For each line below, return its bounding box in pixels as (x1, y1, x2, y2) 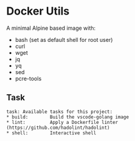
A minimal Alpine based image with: (6, 24, 96, 32)
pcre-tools (15, 75, 42, 82)
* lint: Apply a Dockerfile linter (6, 119, 119, 125)
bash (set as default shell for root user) (15, 36, 113, 43)
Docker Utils (6, 4, 70, 18)
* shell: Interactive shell (6, 129, 97, 136)
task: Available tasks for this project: (6, 108, 113, 115)
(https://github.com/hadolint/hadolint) (6, 125, 111, 131)
